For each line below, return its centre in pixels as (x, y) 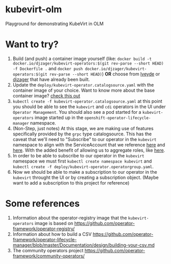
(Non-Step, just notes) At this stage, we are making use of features (83, 128)
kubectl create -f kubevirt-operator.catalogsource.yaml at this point (87, 101)
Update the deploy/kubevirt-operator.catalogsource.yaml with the (83, 85)
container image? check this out (46, 95)
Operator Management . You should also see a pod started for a (77, 112)
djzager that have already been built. (51, 79)
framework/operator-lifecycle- (45, 239)
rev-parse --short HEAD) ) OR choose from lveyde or (105, 74)
